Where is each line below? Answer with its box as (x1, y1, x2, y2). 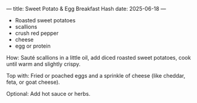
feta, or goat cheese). (6, 78, 60, 86)
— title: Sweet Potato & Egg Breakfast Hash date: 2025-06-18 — (6, 5, 166, 12)
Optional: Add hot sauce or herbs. (6, 90, 91, 97)
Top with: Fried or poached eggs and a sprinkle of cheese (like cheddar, (6, 72, 186, 79)
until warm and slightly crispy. (6, 60, 81, 67)
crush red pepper (15, 30, 59, 37)
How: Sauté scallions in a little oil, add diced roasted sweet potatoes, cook (6, 54, 192, 61)
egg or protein (15, 42, 51, 49)
